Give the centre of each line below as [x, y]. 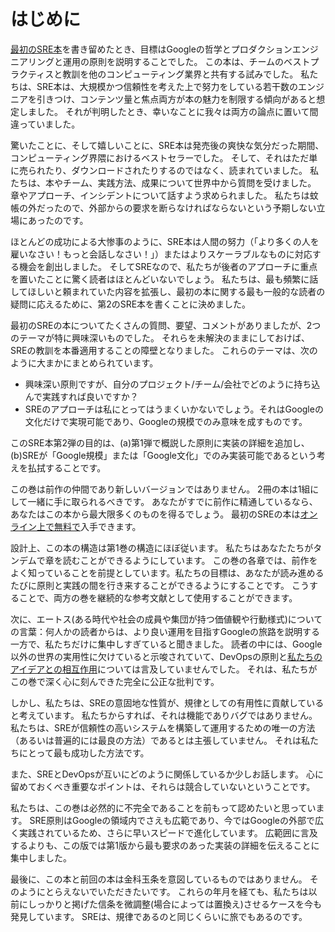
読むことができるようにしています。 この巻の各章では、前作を [190, 560]
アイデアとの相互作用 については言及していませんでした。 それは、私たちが [164, 669]
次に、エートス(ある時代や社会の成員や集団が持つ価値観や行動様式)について [166, 619]
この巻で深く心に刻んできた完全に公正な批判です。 [115, 681]
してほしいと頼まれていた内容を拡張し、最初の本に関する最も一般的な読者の [168, 291]
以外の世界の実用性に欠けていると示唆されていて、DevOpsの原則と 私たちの [166, 656]
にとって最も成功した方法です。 [84, 752]
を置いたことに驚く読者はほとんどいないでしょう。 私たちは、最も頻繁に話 [164, 279]
